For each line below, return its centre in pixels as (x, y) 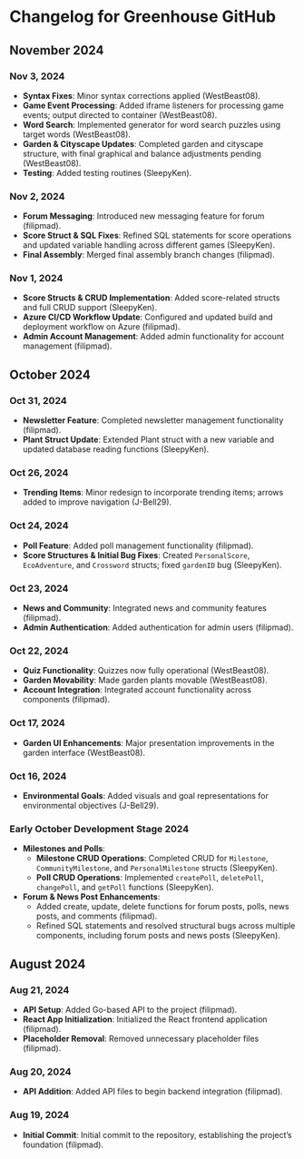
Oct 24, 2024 (39, 525)
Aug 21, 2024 (39, 989)
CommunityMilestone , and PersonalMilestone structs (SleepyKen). (157, 868)
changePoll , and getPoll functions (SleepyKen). (125, 888)
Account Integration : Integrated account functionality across (137, 690)
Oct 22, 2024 (39, 651)
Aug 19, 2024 (39, 1115)
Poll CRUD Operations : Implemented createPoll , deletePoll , (150, 878)
